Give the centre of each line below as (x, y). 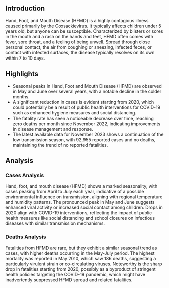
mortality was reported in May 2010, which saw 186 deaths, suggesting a (81, 258)
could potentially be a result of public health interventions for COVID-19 (87, 107)
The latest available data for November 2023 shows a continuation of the (88, 134)
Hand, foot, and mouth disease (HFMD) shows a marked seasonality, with (81, 186)
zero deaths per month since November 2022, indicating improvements (87, 124)
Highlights (22, 74)
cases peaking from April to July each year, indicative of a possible (75, 192)
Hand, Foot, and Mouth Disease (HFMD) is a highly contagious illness (77, 20)
